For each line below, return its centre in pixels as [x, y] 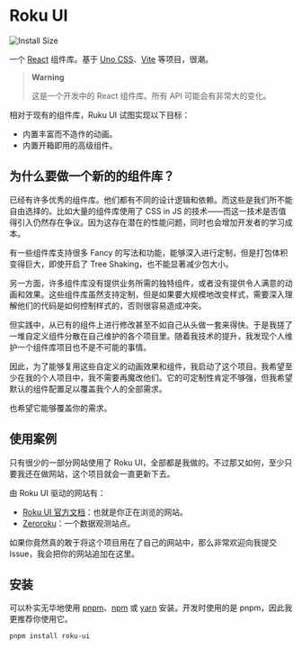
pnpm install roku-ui [50, 636]
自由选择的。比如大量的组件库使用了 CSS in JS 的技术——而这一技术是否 [144, 211]
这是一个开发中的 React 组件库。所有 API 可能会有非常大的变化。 [151, 95]
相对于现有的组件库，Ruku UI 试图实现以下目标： [100, 114]
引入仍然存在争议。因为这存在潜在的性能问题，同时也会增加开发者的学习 [151, 222]
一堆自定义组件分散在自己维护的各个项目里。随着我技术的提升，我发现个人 [147, 336]
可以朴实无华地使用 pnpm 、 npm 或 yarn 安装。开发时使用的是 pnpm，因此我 [151, 608]
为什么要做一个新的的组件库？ [92, 176]
